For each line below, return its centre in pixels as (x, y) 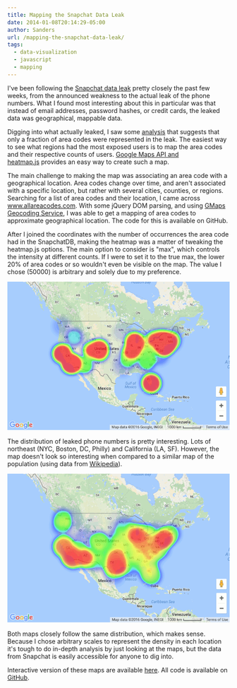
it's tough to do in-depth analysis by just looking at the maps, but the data (115, 648)
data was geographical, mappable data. (65, 118)
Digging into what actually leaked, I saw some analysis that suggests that (114, 131)
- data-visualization (45, 52)
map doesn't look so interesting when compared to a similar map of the (111, 456)
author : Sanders (31, 30)
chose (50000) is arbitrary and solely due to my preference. (95, 271)
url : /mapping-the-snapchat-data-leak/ (66, 37)
